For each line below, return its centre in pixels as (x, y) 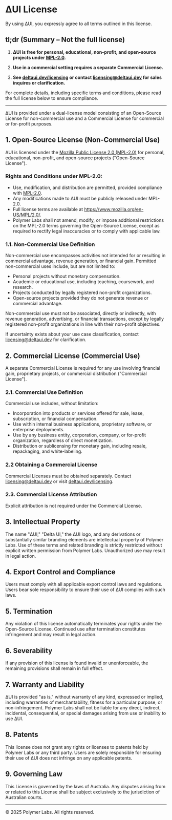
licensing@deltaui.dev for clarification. (46, 340)
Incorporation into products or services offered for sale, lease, (78, 413)
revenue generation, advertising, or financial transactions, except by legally (85, 319)
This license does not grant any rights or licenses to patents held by (77, 747)
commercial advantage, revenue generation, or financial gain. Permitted (81, 261)
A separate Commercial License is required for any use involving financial (83, 368)
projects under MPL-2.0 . (39, 57)
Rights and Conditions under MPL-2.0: (54, 176)
